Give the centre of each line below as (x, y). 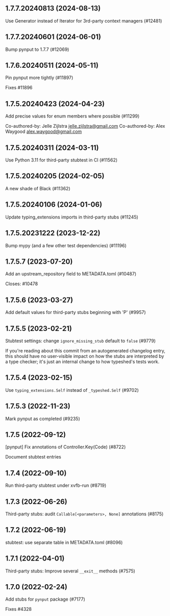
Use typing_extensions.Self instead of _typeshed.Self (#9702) (72, 390)
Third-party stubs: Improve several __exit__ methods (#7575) (70, 571)
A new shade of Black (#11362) (38, 188)
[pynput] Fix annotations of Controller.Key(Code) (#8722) (66, 447)
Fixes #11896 (19, 88)
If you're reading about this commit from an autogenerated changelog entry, (86, 350)
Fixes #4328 (19, 609)
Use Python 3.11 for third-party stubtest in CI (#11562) (62, 160)
